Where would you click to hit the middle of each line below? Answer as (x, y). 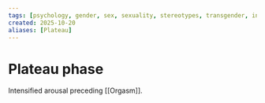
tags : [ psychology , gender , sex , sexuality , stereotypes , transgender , (128, 15)
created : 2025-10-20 (42, 23)
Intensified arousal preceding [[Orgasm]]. (76, 90)
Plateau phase (56, 69)
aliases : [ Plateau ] (40, 30)
